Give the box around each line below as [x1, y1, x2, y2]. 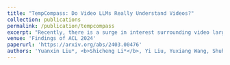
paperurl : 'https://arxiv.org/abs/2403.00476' [7, 41, 142, 48]
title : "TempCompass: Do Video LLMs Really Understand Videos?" [7, 9, 194, 17]
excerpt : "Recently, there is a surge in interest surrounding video [7, 28, 210, 36]
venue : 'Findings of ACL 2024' [7, 35, 97, 42]
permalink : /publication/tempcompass [7, 22, 115, 29]
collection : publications [7, 16, 81, 23]
